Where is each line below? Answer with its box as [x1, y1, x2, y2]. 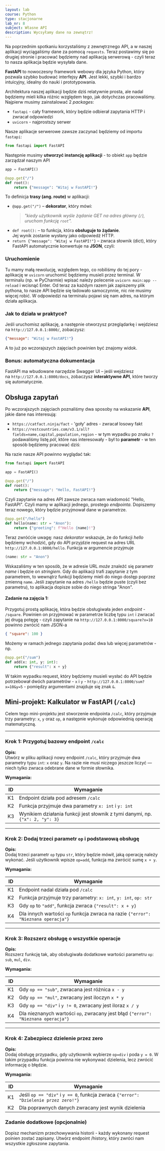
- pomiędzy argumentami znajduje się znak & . [24, 683, 116, 689]
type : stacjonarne [5, 16, 43, 21]
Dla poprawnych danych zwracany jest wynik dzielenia [19, 1104, 146, 1111]
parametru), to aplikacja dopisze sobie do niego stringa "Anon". [5, 584, 134, 590]
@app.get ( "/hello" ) [5, 516, 45, 521]
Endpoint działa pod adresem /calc [19, 794, 101, 801]
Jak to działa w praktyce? [5, 310, 67, 317]
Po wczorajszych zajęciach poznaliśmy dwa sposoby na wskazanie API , [5, 406, 151, 412]
